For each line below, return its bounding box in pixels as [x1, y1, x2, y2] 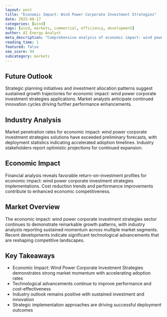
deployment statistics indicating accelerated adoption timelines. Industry [5, 140, 154, 145]
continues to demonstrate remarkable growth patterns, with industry [5, 221, 145, 227]
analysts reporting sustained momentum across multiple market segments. [5, 226, 158, 232]
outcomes [12, 307, 33, 313]
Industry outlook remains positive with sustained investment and [12, 291, 145, 297]
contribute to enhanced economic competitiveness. [5, 188, 111, 194]
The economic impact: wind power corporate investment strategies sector [5, 216, 157, 222]
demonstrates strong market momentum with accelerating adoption [12, 270, 151, 276]
